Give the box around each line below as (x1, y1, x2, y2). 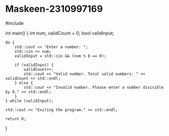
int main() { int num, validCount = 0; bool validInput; (5, 30, 114, 36)
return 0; (5, 116, 27, 121)
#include (5, 20, 24, 26)
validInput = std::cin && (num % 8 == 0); (14, 53, 107, 59)
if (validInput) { (14, 62, 54, 67)
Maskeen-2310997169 (5, 3, 103, 15)
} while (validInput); (5, 98, 54, 103)
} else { (14, 80, 33, 85)
